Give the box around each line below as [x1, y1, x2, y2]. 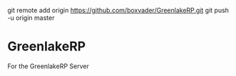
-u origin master [7, 13, 55, 22]
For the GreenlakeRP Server [7, 62, 89, 70]
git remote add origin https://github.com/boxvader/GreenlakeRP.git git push [7, 6, 230, 14]
